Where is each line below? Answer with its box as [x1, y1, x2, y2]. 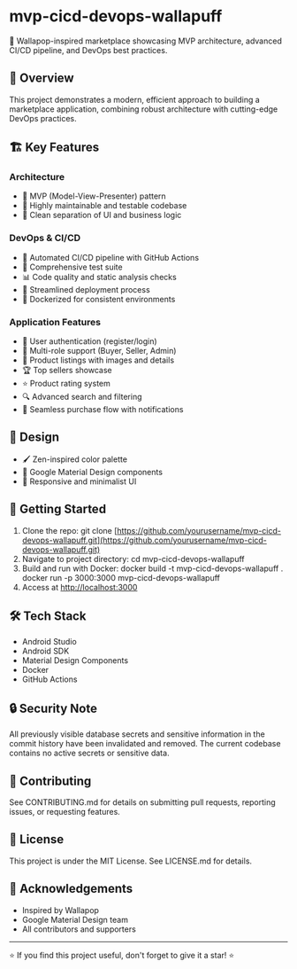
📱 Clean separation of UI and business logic [21, 210, 182, 221]
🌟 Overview [9, 71, 74, 86]
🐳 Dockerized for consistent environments [21, 293, 176, 304]
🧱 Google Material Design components [21, 466, 164, 477]
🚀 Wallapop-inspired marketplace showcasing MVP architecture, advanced [9, 35, 283, 46]
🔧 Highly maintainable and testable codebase [21, 200, 187, 211]
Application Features [9, 316, 102, 328]
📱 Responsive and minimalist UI [21, 476, 137, 487]
